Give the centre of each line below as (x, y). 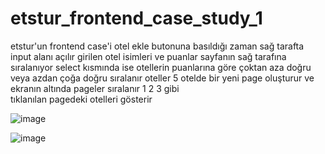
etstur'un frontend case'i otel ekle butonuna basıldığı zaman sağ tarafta (157, 46)
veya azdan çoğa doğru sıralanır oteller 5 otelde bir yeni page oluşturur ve (162, 78)
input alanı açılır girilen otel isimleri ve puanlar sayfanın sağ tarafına (148, 56)
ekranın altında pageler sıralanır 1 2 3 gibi (95, 88)
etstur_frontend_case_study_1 (136, 18)
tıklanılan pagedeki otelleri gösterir (81, 99)
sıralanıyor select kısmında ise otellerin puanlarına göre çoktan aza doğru (161, 67)
